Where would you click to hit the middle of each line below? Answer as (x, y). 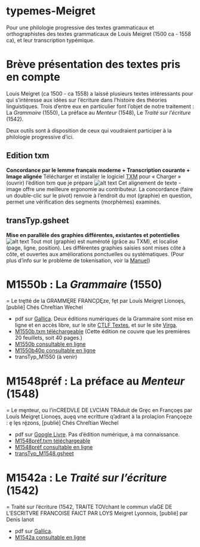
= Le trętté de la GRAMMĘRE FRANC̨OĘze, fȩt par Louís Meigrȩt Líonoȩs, (96, 301)
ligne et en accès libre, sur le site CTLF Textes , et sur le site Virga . (96, 325)
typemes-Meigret (51, 11)
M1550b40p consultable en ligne (55, 351)
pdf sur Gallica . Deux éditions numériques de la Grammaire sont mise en (104, 319)
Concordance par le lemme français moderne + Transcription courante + (98, 170)
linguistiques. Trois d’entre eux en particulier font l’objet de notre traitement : (100, 106)
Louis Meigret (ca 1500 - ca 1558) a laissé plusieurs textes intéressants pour (100, 93)
